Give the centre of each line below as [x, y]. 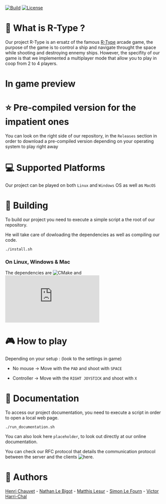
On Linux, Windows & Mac [38, 262]
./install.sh [19, 249]
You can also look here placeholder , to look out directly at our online [76, 437]
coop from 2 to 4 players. [31, 63]
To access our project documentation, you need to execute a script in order [83, 412]
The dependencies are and [43, 273]
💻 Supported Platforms [55, 168]
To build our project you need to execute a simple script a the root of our [80, 220]
